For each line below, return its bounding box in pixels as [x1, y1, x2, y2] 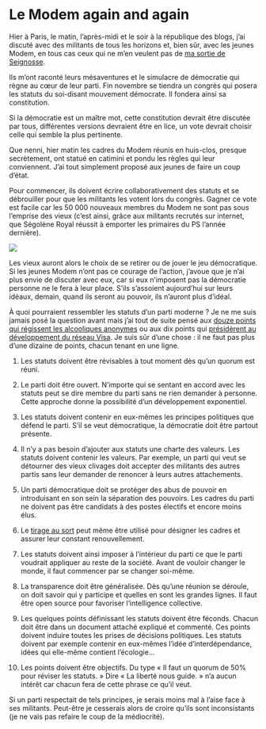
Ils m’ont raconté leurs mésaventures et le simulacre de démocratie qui [9, 72, 240, 82]
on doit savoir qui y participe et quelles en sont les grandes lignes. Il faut [20, 590, 257, 599]
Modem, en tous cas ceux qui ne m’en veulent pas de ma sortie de [9, 48, 226, 58]
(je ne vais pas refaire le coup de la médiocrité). [9, 712, 165, 721]
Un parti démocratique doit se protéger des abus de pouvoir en [20, 485, 227, 494]
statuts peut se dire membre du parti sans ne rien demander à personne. [20, 388, 258, 398]
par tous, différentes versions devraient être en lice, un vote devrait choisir [9, 121, 253, 131]
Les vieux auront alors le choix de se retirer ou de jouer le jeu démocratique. [9, 258, 258, 267]
